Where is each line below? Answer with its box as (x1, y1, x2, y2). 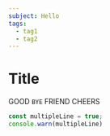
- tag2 (15, 34, 38, 43)
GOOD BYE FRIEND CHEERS (8, 97, 100, 107)
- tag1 (15, 27, 38, 35)
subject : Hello (8, 11, 60, 20)
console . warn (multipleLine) (8, 120, 104, 129)
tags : (8, 20, 27, 28)
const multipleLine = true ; (8, 112, 104, 121)
